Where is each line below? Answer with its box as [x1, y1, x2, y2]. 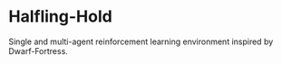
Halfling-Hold [8, 6, 112, 27]
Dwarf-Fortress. [8, 45, 69, 56]
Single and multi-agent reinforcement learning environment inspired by [8, 36, 274, 47]
